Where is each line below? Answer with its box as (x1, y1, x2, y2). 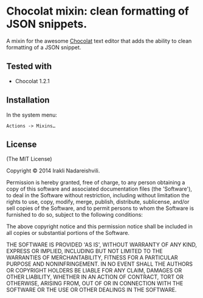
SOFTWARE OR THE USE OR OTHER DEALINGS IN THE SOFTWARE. (6, 286, 177, 294)
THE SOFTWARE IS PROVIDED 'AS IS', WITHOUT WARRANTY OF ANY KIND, (6, 241, 198, 248)
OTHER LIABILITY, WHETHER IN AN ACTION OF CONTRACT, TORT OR (6, 273, 184, 280)
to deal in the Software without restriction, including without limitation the (6, 192, 190, 199)
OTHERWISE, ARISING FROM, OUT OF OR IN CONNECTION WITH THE (6, 280, 184, 287)
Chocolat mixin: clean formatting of (6, 4, 190, 18)
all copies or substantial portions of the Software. (6, 229, 129, 237)
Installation (6, 95, 50, 106)
